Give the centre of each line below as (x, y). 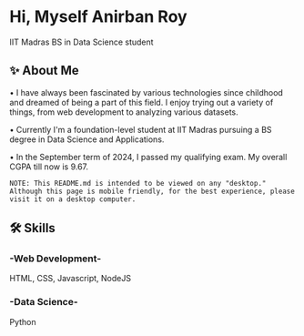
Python (23, 321)
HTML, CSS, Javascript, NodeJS (71, 279)
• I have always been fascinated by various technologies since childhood (147, 92)
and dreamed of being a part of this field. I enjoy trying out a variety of (142, 102)
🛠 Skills (33, 228)
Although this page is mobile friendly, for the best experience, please (152, 191)
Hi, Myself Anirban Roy (99, 17)
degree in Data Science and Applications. (87, 139)
